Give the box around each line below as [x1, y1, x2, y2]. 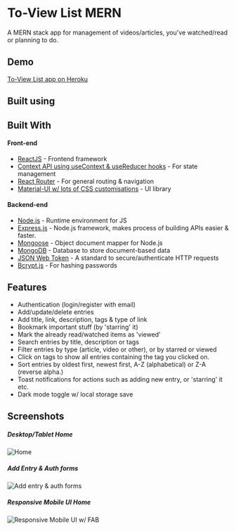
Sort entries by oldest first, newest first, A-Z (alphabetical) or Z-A [17, 360, 206, 368]
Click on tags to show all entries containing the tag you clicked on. [17, 352, 210, 361]
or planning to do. [7, 35, 58, 44]
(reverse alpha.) [17, 368, 64, 376]
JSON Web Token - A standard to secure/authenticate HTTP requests [17, 254, 219, 262]
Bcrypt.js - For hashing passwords [17, 261, 117, 269]
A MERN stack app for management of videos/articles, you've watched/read [7, 28, 228, 37]
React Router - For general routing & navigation [17, 177, 155, 185]
